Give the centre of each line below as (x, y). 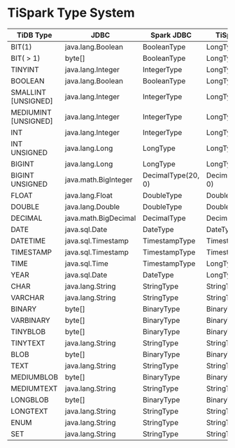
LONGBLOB (30, 400)
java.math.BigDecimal (101, 218)
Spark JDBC (171, 35)
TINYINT (25, 69)
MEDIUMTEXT (34, 388)
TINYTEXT (28, 342)
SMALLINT (29, 92)
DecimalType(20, (171, 175)
